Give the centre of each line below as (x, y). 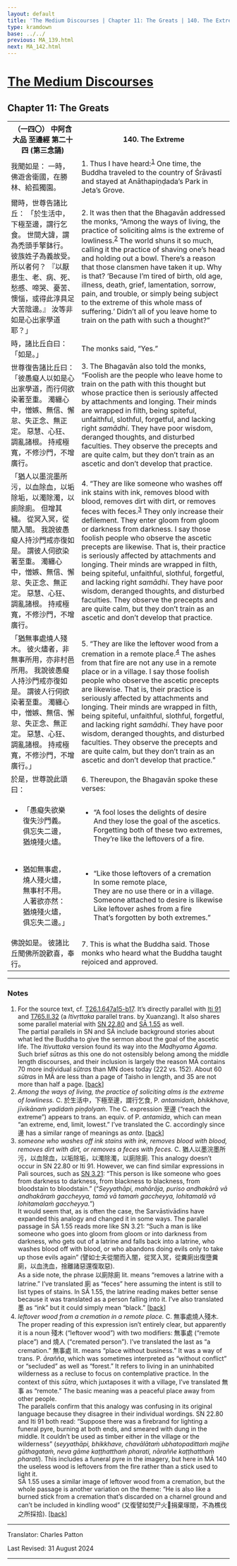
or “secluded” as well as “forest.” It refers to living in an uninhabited (116, 1366)
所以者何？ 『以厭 (40, 267)
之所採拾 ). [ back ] (42, 1514)
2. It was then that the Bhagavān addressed (153, 212)
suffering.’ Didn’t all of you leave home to (149, 311)
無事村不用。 (44, 891)
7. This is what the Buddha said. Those (146, 944)
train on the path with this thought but (144, 384)
